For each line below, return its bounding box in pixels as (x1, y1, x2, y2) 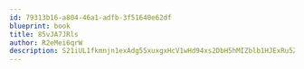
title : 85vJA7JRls (9, 30, 79, 39)
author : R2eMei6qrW (9, 38, 83, 47)
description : (9, 47, 59, 56)
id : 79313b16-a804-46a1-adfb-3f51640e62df (9, 13, 172, 22)
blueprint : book (9, 22, 71, 30)
